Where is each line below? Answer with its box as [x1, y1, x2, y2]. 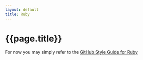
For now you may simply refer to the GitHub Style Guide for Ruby [5, 49, 138, 55]
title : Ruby [5, 12, 30, 17]
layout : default [5, 7, 39, 12]
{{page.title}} [5, 33, 62, 44]
